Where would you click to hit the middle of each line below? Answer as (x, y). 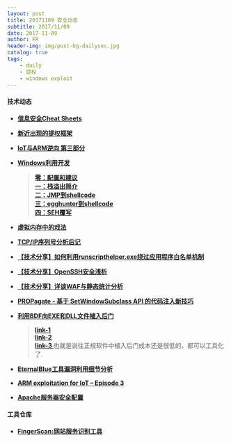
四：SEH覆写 (53, 212)
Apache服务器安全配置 (50, 397)
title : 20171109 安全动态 (43, 20)
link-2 (43, 337)
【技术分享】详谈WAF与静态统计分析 (70, 286)
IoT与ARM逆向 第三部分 (51, 148)
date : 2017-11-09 (32, 33)
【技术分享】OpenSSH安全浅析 (62, 271)
